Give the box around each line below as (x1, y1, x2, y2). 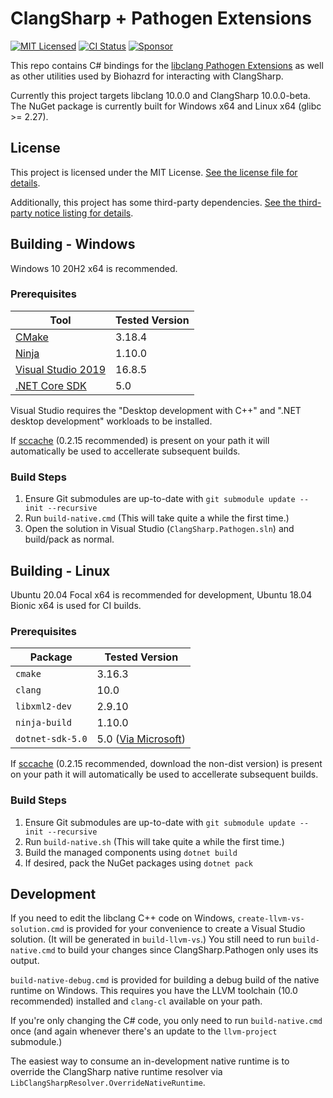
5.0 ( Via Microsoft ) (96, 732, 187, 746)
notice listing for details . (34, 207, 134, 219)
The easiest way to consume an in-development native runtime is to (10, 1055, 290, 1067)
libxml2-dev (15, 701, 73, 712)
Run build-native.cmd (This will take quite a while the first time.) (24, 512, 290, 524)
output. (10, 955, 40, 967)
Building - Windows (10, 236, 136, 253)
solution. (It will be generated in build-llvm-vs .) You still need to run (10, 933, 291, 946)
